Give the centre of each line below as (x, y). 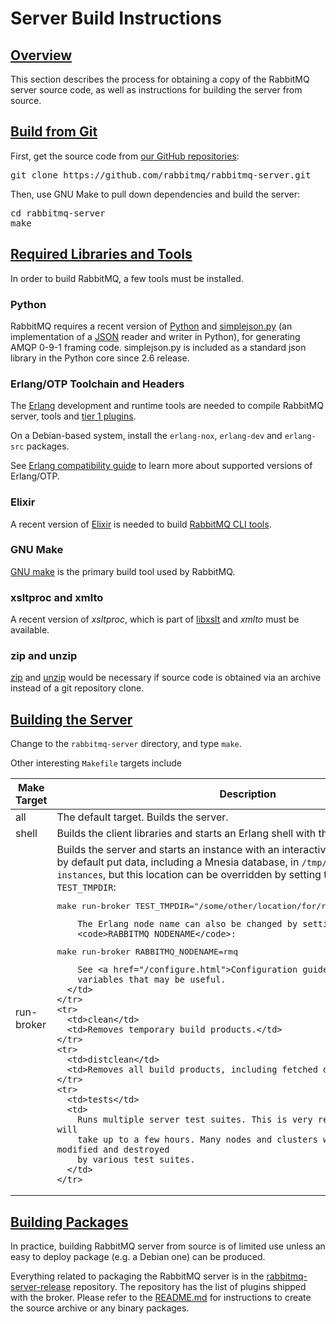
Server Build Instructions (116, 18)
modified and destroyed (113, 1150)
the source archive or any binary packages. (100, 1308)
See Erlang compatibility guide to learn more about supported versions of (161, 466)
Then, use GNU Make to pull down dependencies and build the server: (155, 194)
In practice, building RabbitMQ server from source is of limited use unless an (168, 1246)
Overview (41, 55)
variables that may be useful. (152, 980)
